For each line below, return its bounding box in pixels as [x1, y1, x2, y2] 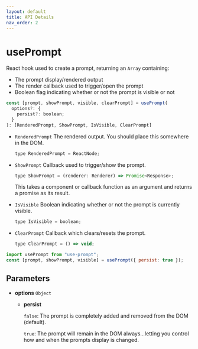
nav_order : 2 [6, 20, 38, 25]
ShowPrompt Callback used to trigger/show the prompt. [14, 161, 146, 169]
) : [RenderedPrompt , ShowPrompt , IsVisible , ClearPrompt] [6, 122, 152, 128]
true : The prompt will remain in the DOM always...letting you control [23, 329, 189, 337]
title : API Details [6, 14, 54, 20]
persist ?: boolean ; [17, 111, 65, 117]
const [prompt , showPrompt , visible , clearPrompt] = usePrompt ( [6, 100, 168, 106]
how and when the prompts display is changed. [23, 336, 139, 343]
